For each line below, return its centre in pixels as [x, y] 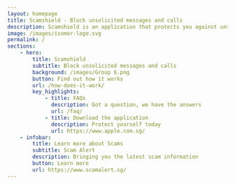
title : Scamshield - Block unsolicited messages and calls [95, 20]
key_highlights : [56, 92]
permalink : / [26, 40]
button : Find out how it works [78, 79]
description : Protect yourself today [106, 124]
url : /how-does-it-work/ [69, 85]
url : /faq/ [67, 111]
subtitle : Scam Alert [64, 150]
